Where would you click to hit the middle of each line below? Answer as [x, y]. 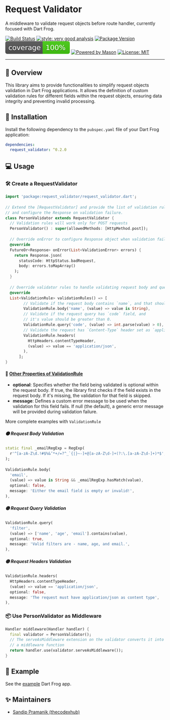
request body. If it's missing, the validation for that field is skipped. [82, 395]
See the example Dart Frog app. [38, 684]
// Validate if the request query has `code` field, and [84, 314]
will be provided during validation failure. [55, 412]
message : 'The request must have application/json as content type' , [84, 597]
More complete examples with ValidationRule [53, 422]
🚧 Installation [26, 117]
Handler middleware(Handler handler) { [47, 629]
